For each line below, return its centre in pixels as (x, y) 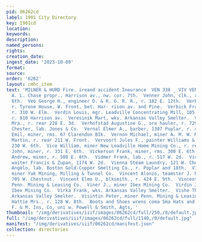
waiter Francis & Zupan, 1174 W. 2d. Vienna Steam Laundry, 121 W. (99, 163)
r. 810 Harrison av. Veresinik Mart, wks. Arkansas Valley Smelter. (100, 118)
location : (19, 29)
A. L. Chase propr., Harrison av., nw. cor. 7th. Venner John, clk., (102, 95)
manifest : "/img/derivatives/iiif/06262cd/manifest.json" (80, 224)
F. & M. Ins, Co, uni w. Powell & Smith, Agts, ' (75, 207)
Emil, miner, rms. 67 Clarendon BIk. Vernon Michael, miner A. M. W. (102, 135)
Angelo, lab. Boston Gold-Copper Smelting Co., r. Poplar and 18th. (99, 168)
